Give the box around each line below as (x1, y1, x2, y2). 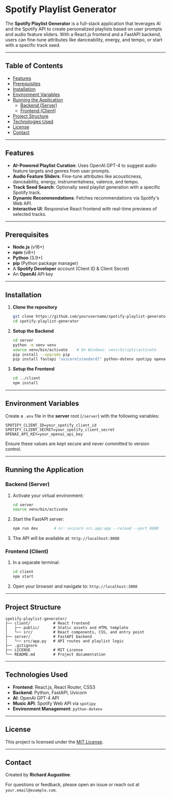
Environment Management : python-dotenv (12, 705, 103, 711)
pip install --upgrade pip (12, 352, 70, 357)
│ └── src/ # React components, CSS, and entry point (5, 630, 145, 635)
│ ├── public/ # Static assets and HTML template (5, 625, 129, 630)
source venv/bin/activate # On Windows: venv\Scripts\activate (12, 347, 157, 352)
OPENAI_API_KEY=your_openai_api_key (5, 431, 83, 436)
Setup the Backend (12, 327, 54, 334)
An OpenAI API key (12, 271, 53, 277)
